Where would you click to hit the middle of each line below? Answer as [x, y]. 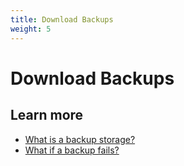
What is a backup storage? [80, 139]
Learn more [47, 115]
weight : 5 [31, 29]
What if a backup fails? [72, 150]
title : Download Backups [62, 19]
